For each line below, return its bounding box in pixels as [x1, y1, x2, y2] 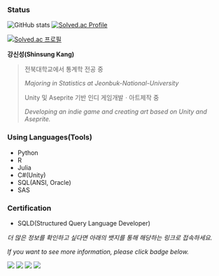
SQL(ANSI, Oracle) [17, 178, 71, 186]
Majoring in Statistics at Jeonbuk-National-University [24, 79, 179, 88]
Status [7, 5, 30, 15]
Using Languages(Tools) [7, 132, 92, 142]
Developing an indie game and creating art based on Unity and [24, 107, 208, 116]
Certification [7, 203, 52, 213]
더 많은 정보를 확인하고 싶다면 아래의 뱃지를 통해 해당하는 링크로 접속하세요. [7, 233, 213, 242]
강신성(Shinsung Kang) [7, 50, 75, 59]
